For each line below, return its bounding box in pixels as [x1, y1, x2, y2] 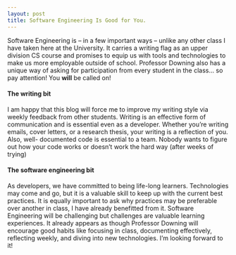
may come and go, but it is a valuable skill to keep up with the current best [7, 189, 223, 197]
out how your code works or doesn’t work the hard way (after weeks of [7, 142, 214, 151]
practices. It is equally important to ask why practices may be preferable [7, 196, 217, 204]
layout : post [7, 10, 46, 18]
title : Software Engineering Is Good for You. [7, 17, 147, 24]
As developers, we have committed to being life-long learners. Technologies [7, 181, 229, 190]
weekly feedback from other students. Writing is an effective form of [7, 112, 206, 121]
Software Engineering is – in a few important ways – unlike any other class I [7, 36, 225, 44]
